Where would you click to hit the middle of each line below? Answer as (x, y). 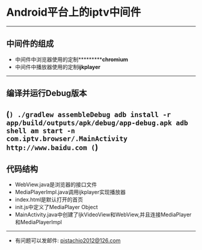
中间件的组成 (30, 44)
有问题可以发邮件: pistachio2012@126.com (68, 240)
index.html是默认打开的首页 (49, 200)
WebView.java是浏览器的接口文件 (56, 184)
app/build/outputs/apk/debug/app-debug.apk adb (97, 123)
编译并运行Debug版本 (47, 93)
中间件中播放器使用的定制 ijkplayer (58, 67)
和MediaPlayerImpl (38, 222)
